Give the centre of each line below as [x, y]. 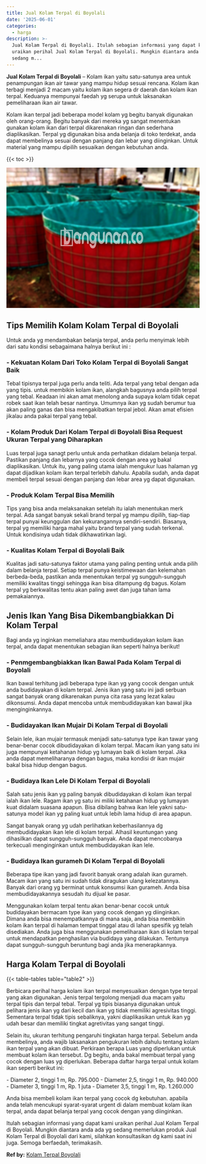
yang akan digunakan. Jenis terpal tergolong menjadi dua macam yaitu [96, 998]
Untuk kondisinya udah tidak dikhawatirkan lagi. [67, 534]
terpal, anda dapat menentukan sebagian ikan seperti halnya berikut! [93, 647]
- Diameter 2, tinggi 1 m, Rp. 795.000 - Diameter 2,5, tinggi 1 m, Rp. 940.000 [102, 1080]
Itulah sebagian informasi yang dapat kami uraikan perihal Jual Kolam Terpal [103, 1124]
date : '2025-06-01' [31, 19]
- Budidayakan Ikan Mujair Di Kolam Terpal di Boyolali [87, 725]
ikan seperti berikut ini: [35, 1068]
